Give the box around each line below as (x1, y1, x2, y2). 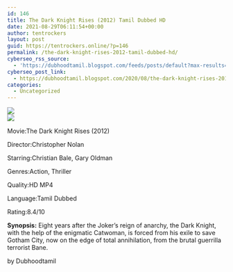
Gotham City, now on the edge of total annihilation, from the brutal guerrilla (7, 236, 222, 244)
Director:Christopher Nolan (7, 141, 85, 149)
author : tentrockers (7, 29, 67, 37)
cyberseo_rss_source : (7, 56, 70, 63)
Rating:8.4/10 (7, 208, 45, 216)
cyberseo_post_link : (7, 68, 67, 75)
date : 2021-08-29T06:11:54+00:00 (7, 23, 104, 30)
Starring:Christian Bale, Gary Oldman (7, 154, 113, 162)
